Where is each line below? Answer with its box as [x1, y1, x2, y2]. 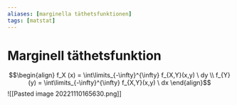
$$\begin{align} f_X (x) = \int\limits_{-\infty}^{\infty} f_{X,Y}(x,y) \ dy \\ [9, 71, 215, 79]
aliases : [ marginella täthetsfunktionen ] [7, 10, 132, 18]
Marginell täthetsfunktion [7, 48, 162, 64]
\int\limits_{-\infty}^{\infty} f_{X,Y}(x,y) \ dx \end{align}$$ [43, 79, 211, 87]
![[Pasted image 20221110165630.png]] [7, 89, 122, 98]
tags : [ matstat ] [7, 17, 56, 24]
